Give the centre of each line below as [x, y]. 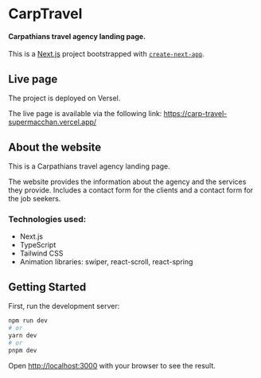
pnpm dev [23, 350]
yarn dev [23, 335]
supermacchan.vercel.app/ [53, 122]
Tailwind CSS [41, 253]
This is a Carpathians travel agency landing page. [90, 166]
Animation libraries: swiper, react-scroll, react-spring [106, 262]
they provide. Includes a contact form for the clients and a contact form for [131, 190]
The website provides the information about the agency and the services [127, 182]
